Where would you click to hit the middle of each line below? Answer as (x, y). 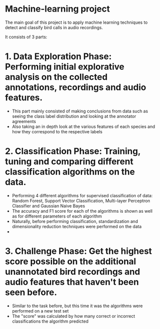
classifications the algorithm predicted (50, 321)
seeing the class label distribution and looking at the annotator (74, 116)
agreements (24, 121)
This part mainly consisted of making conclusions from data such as (80, 111)
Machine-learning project (58, 9)
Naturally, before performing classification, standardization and (75, 221)
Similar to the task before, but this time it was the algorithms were (77, 306)
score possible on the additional (71, 261)
